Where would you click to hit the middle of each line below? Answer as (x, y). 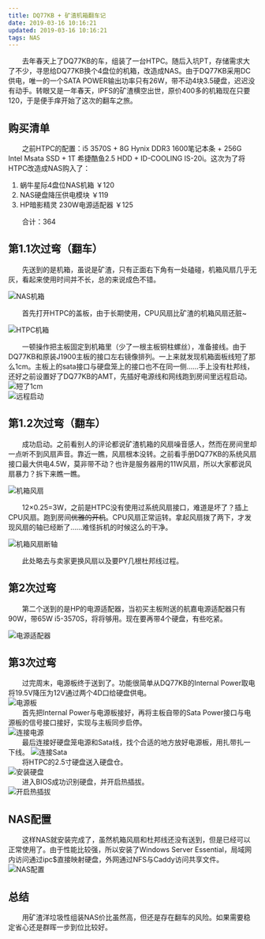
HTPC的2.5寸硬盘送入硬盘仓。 (78, 762)
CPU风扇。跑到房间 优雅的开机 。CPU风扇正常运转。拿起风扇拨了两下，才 (127, 517)
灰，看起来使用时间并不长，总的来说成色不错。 (84, 279)
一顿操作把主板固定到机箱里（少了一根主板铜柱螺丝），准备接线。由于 (134, 346)
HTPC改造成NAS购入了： (49, 168)
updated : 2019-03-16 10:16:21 (58, 30)
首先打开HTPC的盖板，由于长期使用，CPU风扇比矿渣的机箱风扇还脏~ (134, 312)
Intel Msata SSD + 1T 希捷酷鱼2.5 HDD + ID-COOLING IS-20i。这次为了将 (127, 158)
